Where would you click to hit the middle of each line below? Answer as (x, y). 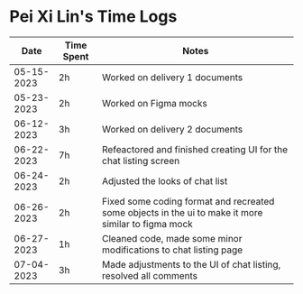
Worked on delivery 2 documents (173, 129)
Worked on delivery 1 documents (173, 77)
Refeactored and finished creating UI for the (195, 149)
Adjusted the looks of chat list (165, 180)
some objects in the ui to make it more (183, 212)
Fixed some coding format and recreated (188, 201)
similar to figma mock (148, 224)
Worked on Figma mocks (155, 103)
